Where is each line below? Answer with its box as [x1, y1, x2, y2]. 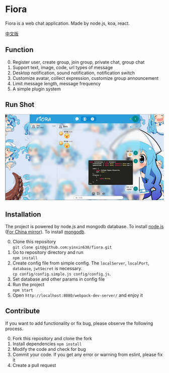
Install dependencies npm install [12, 341, 82, 347]
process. [5, 326, 24, 332]
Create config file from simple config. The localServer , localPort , [12, 260, 149, 266]
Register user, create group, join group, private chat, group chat [12, 59, 145, 65]
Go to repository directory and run [12, 249, 84, 255]
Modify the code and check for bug [12, 346, 87, 352]
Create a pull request [12, 362, 56, 368]
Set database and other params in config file [12, 276, 105, 282]
